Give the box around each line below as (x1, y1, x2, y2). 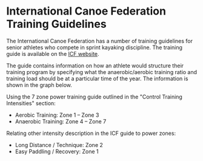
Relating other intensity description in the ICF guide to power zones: (6, 129, 176, 137)
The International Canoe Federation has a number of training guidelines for (6, 37, 193, 44)
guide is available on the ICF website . (6, 50, 99, 57)
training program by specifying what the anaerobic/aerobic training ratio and (6, 68, 198, 75)
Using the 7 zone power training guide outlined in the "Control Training (6, 93, 183, 100)
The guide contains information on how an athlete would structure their (6, 62, 184, 69)
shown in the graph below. (6, 81, 73, 89)
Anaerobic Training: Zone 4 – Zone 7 (15, 117, 107, 125)
